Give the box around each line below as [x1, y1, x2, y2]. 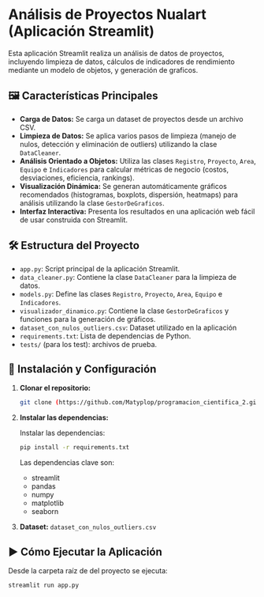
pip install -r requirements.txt [19, 444, 130, 452]
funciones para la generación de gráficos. [19, 314, 156, 323]
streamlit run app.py [8, 581, 80, 589]
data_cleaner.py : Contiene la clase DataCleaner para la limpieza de [19, 272, 237, 281]
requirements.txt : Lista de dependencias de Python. [19, 331, 191, 341]
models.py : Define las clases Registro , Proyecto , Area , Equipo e [19, 289, 223, 298]
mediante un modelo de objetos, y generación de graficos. [8, 65, 199, 74]
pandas [31, 482, 57, 491]
